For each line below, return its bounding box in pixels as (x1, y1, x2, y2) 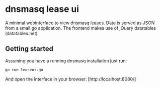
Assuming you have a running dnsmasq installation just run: (5, 58, 127, 64)
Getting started (5, 44, 54, 53)
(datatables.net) (5, 30, 38, 36)
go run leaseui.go (5, 67, 43, 72)
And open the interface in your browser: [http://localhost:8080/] (5, 76, 136, 82)
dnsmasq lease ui (5, 3, 80, 15)
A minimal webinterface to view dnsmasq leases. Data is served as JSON (5, 20, 155, 26)
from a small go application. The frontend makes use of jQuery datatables (5, 25, 156, 31)
